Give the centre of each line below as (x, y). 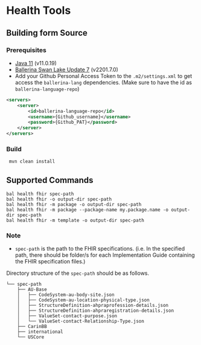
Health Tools (39, 11)
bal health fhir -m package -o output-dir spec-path (74, 205)
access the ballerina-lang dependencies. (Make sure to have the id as (103, 82)
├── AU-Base (32, 290)
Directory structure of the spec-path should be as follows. (78, 273)
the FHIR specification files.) (50, 262)
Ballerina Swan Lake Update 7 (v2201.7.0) (67, 69)
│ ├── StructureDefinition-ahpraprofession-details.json (93, 306)
